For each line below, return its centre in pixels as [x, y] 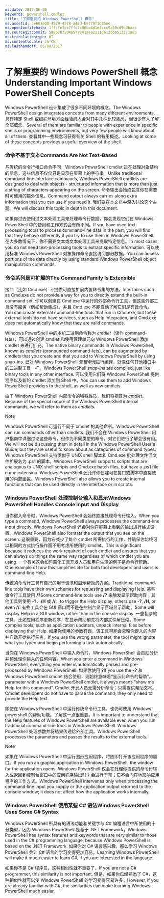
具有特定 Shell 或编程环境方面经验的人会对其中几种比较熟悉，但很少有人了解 [82, 119]
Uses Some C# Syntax [32, 812]
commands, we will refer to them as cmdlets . [50, 407]
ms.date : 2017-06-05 [26, 10]
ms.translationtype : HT [29, 37]
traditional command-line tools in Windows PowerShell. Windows [71, 726]
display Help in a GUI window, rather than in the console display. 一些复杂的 [81, 614]
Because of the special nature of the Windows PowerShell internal [72, 402]
